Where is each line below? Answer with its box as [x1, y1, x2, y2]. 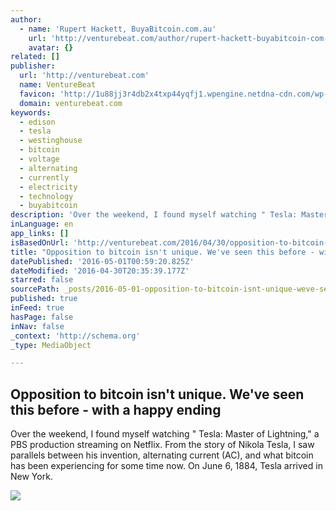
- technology [19, 191, 74, 201]
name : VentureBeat [19, 80, 97, 90]
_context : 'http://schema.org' [10, 331, 141, 341]
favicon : [19, 89, 56, 99]
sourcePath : [10, 284, 60, 295]
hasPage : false [10, 312, 74, 322]
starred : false [10, 275, 74, 285]
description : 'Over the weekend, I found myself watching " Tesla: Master [10, 210, 329, 220]
